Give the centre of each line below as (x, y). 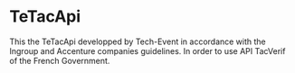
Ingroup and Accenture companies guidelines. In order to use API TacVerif (147, 50)
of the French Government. (60, 60)
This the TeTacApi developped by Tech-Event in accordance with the (138, 41)
